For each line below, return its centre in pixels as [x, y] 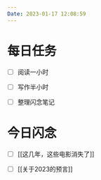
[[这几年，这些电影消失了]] [56, 154]
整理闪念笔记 [36, 102]
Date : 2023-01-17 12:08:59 [47, 14]
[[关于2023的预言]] [45, 169]
